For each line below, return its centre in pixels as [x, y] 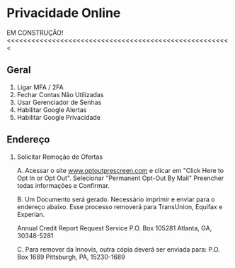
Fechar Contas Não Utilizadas [60, 94]
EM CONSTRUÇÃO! [35, 33]
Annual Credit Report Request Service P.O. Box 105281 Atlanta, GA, [114, 228]
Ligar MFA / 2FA [40, 87]
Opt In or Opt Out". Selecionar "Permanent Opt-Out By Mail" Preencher [120, 178]
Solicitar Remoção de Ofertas [60, 157]
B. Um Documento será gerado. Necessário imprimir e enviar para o [116, 199]
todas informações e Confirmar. [63, 185]
